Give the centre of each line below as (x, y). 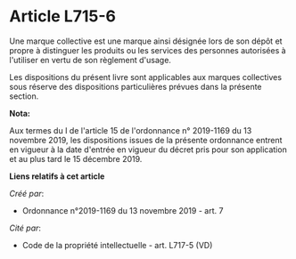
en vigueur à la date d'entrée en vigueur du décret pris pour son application (148, 150)
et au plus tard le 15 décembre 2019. (76, 158)
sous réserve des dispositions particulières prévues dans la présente (136, 86)
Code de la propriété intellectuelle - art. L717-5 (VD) (117, 245)
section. (24, 96)
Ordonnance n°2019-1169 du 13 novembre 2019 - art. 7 (123, 210)
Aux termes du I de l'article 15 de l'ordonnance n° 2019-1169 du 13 (131, 130)
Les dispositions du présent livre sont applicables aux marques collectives (146, 77)
